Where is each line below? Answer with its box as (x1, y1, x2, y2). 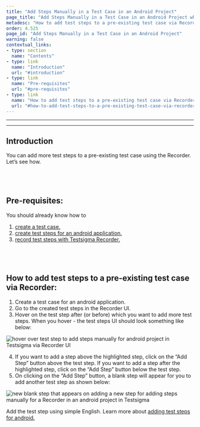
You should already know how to (6, 211, 86, 219)
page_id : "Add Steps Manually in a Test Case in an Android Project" (6, 31, 183, 37)
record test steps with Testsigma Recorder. (14, 236, 120, 243)
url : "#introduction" (11, 70, 65, 76)
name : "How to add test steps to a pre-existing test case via (11, 97, 171, 103)
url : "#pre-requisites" (11, 86, 70, 92)
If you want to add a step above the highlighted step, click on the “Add (14, 353, 187, 360)
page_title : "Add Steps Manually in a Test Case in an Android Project (6, 14, 187, 20)
